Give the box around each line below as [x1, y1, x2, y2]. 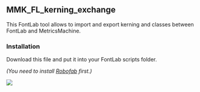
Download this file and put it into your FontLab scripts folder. [6, 56, 158, 63]
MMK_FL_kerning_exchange [6, 5, 116, 15]
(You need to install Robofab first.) [6, 67, 92, 75]
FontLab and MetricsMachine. [6, 27, 81, 34]
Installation [6, 42, 41, 51]
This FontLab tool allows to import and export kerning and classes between [6, 20, 194, 28]
